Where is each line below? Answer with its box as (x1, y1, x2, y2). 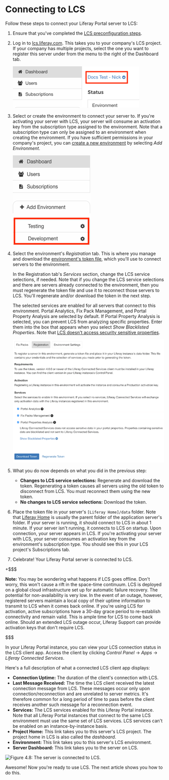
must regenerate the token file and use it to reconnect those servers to (12, 287, 160, 293)
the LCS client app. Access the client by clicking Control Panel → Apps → (5, 649, 158, 655)
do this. (5, 769, 21, 775)
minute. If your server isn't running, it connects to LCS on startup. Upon (12, 525, 161, 531)
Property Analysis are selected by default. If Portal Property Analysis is (12, 313, 160, 319)
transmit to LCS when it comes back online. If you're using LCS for (5, 602, 143, 609)
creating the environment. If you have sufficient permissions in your (12, 134, 153, 140)
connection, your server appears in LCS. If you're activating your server (12, 530, 162, 536)
